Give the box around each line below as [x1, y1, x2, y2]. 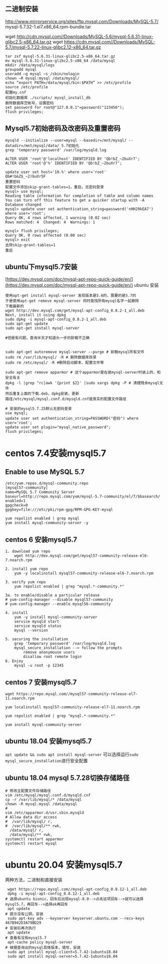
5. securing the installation [5, 636, 69, 642]
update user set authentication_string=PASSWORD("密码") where [5, 416, 139, 421]
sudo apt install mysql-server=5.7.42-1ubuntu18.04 [7, 953, 118, 959]
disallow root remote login [23, 654, 82, 660]
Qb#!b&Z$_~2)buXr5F [5, 174, 46, 179]
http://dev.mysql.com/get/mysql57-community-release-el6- [25, 553, 149, 558]
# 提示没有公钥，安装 [5, 911, 44, 916]
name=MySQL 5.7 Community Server [5, 490, 75, 495]
